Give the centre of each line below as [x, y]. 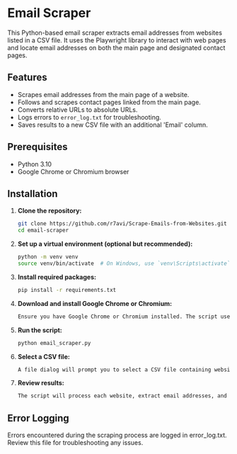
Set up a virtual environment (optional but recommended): [105, 244]
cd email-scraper [43, 231]
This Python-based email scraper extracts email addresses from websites [115, 33]
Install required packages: [57, 277]
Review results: [41, 383]
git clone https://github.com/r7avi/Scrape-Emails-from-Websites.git [122, 224]
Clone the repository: [50, 211]
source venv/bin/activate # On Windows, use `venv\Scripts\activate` [124, 263]
